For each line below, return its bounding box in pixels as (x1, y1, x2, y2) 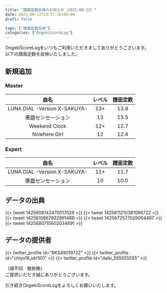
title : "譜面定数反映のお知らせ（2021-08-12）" (5, 7, 97, 13)
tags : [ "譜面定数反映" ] (5, 26, 50, 31)
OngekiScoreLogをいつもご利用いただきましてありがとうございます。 (5, 45, 149, 51)
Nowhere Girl (32, 131, 64, 138)
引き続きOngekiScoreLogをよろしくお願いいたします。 (5, 282, 119, 288)
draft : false (5, 17, 33, 22)
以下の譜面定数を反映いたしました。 (5, 51, 80, 57)
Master (5, 82, 24, 89)
